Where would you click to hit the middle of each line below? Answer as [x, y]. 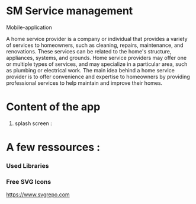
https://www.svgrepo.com [38, 195]
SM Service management [70, 11]
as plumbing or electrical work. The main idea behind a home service [90, 70]
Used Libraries [28, 165]
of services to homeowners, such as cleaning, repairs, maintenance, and [95, 45]
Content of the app [53, 107]
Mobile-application [29, 27]
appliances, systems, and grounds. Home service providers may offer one [97, 58]
